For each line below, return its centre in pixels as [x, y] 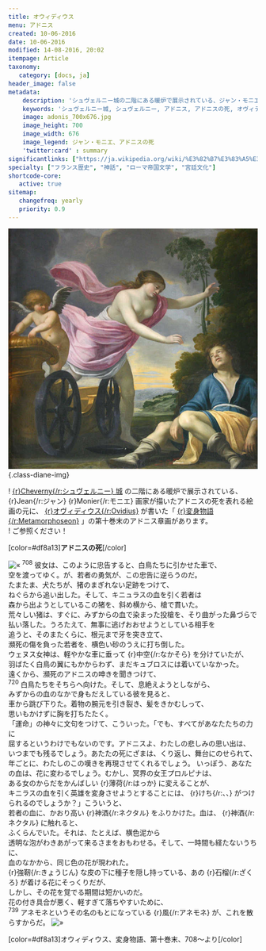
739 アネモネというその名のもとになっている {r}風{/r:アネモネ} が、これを [127, 912]
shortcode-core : [35, 176]
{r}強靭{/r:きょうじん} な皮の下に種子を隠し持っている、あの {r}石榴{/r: [124, 872]
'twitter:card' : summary [65, 151]
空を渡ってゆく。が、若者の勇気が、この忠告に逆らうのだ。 [105, 574]
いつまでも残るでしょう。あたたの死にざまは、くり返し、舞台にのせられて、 [133, 754]
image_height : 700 [53, 126]
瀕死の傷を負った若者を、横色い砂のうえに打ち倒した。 [98, 644]
